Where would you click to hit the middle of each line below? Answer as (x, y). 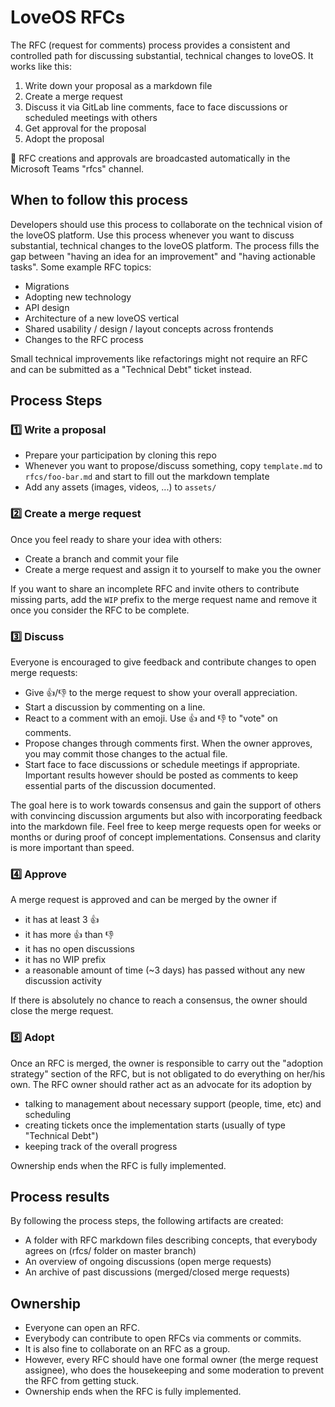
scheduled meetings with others (91, 117)
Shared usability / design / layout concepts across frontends (149, 328)
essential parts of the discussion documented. (120, 786)
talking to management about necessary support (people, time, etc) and (173, 1103)
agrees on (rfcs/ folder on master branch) (110, 1251)
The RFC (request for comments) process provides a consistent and (150, 45)
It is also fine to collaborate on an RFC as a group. (127, 1349)
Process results (60, 1197)
